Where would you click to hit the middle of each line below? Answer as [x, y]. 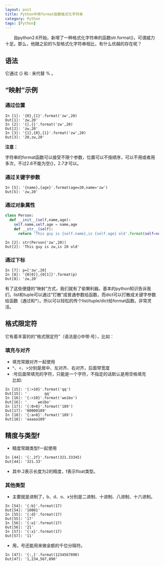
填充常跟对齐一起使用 [33, 362]
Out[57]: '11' [20, 536]
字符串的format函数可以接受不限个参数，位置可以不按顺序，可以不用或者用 [80, 157]
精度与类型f [22, 435]
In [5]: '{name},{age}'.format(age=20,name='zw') [57, 188]
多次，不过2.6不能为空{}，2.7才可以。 [43, 163]
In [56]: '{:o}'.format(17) [34, 523]
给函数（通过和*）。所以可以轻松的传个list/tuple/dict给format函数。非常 [76, 301]
